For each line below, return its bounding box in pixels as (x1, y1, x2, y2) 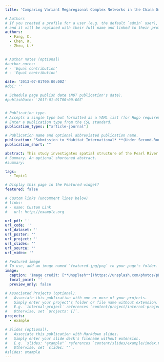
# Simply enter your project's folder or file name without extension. (5, 300, 159, 305)
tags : (5, 169, 16, 174)
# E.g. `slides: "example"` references (5, 340, 91, 346)
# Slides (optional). (5, 327, 49, 332)
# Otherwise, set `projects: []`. (5, 309, 80, 314)
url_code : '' (5, 223, 32, 228)
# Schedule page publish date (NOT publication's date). (5, 93, 123, 98)
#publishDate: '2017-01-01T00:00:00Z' (5, 97, 84, 102)
